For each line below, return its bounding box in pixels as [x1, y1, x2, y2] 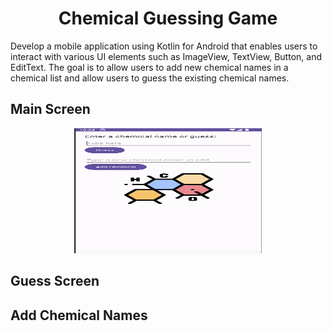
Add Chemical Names [10, 307, 148, 324]
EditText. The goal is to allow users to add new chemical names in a [10, 61, 289, 73]
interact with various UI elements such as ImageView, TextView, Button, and [10, 50, 322, 62]
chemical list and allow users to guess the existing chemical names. [10, 72, 290, 84]
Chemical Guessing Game [58, 7, 278, 30]
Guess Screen [10, 273, 100, 290]
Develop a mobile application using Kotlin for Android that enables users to [10, 40, 318, 52]
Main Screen [10, 101, 91, 118]
